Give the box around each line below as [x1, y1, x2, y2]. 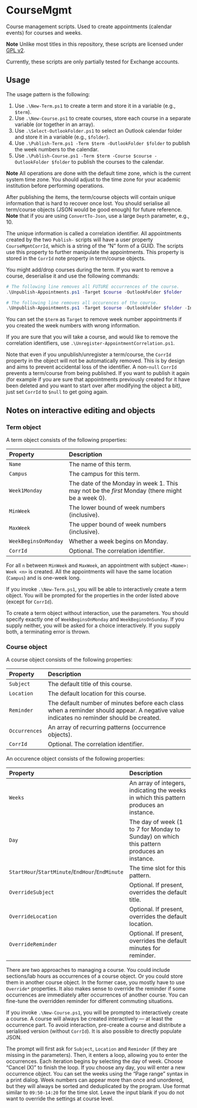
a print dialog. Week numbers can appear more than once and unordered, [6, 1076, 184, 1083]
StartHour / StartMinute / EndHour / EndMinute [9, 868, 124, 876]
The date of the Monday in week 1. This [69, 479, 178, 487]
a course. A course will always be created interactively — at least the [6, 1015, 173, 1022]
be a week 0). [69, 494, 107, 502]
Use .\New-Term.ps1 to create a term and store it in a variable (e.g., [14, 102, 176, 109]
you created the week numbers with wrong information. [6, 322, 141, 329]
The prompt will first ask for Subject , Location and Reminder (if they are [6, 1045, 177, 1052]
